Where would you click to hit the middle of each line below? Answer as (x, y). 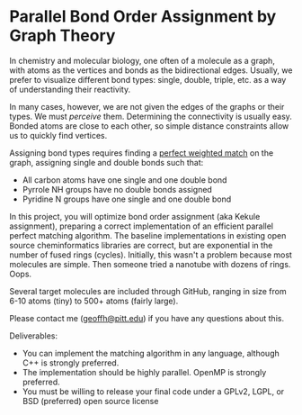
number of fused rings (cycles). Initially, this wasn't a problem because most (151, 255)
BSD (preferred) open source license (90, 401)
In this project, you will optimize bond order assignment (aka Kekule (135, 216)
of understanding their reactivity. (70, 89)
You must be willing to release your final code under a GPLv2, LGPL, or (153, 391)
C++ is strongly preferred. (71, 363)
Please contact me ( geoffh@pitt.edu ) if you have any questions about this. (147, 318)
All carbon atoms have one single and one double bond (124, 180)
